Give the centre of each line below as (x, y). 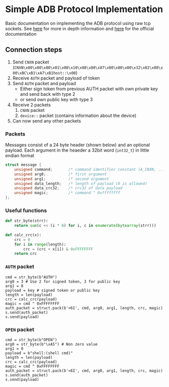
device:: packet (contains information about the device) (78, 115)
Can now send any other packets (47, 121)
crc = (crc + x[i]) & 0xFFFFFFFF (58, 249)
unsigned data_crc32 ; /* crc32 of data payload (68, 188)
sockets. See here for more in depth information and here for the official (80, 28)
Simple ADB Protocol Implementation (84, 9)
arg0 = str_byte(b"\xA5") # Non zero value (52, 344)
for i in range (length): (40, 244)
